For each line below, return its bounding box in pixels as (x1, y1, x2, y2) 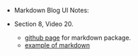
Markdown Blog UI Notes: (13, 6, 90, 14)
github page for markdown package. (24, 33, 132, 42)
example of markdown (24, 41, 91, 49)
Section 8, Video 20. (13, 20, 74, 28)
